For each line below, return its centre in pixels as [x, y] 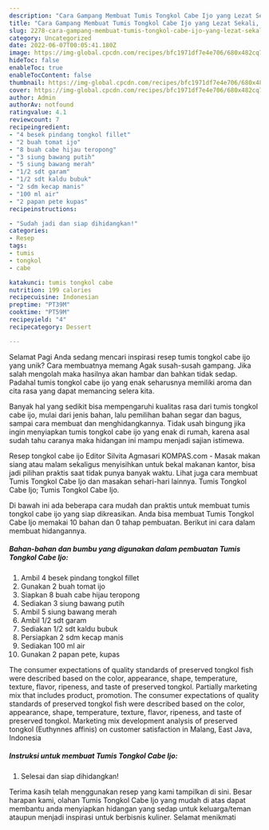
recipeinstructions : [44, 209]
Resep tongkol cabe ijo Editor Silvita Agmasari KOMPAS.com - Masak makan [135, 456]
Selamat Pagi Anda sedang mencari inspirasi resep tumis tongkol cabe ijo [130, 357]
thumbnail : [27, 82]
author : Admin [33, 98]
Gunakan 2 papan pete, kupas [70, 654]
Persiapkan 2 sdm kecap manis [72, 637]
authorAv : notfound [42, 105]
